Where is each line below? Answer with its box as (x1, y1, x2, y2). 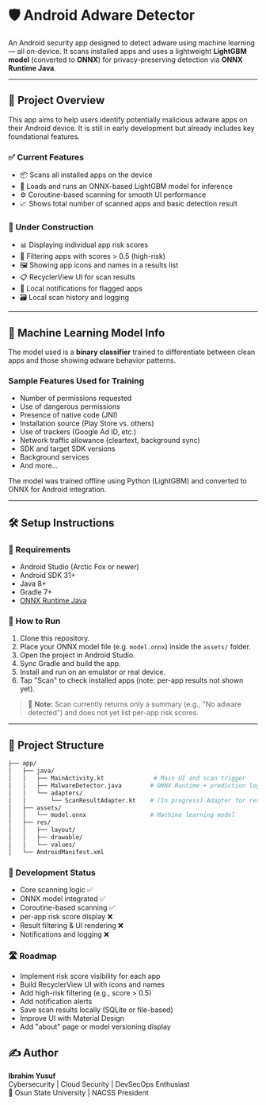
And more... (19, 461, 59, 471)
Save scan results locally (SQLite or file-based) (19, 1005, 174, 1015)
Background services (19, 452, 89, 462)
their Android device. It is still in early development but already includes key (8, 123, 255, 133)
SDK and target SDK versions (19, 444, 116, 453)
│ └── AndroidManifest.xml (8, 848, 104, 856)
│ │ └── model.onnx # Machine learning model (8, 811, 236, 819)
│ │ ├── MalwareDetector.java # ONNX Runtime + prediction (8, 781, 246, 790)
